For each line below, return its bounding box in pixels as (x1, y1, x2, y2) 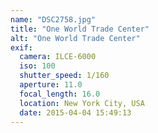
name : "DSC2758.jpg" (10, 14, 97, 25)
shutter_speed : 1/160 (19, 71, 110, 81)
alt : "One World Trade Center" (10, 33, 141, 43)
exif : (10, 42, 33, 53)
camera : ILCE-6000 (19, 52, 97, 62)
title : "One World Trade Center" (10, 24, 150, 34)
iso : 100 (19, 61, 56, 71)
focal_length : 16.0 (19, 89, 101, 99)
